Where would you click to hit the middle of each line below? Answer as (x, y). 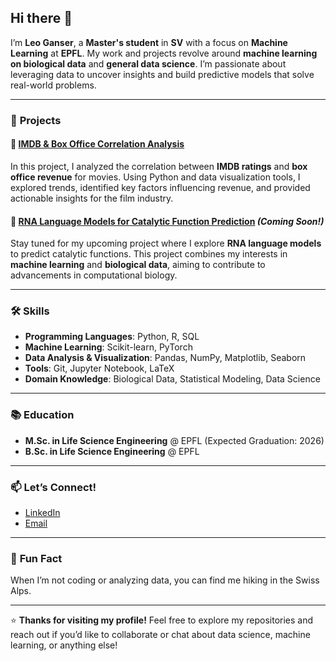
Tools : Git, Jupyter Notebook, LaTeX (99, 368)
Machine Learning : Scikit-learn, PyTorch (108, 347)
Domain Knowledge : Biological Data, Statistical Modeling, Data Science (172, 379)
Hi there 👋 (41, 18)
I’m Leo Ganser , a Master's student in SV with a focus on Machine (149, 42)
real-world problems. (53, 85)
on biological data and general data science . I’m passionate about (148, 63)
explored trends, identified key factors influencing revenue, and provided (160, 187)
